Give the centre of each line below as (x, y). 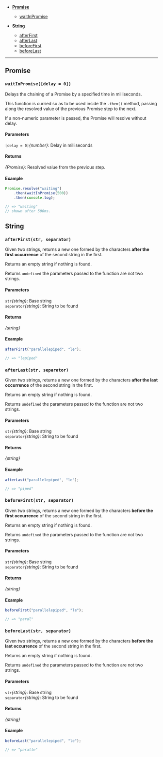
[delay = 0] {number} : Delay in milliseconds (49, 145)
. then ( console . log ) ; (34, 198)
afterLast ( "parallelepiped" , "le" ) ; (42, 480)
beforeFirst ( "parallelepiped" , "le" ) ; (44, 610)
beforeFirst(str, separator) (40, 501)
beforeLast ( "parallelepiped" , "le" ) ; (43, 741)
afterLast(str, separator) (37, 370)
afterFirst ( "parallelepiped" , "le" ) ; (43, 349)
